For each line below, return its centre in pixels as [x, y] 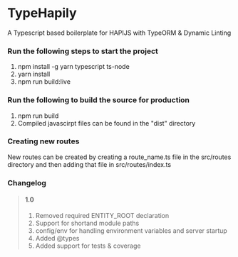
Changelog [27, 182]
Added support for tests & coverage [88, 246]
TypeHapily [42, 13]
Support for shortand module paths [87, 223]
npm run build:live [44, 82]
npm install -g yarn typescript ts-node [73, 67]
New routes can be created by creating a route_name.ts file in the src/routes [119, 157]
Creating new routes [43, 141]
